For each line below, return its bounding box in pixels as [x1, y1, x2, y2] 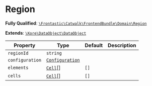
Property [13, 42, 36, 49]
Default [85, 42, 103, 49]
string [46, 50, 62, 56]
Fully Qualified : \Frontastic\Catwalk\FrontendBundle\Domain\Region [5, 20, 147, 26]
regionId [8, 50, 29, 56]
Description [107, 42, 137, 49]
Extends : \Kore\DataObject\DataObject [5, 30, 87, 36]
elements [8, 64, 29, 70]
